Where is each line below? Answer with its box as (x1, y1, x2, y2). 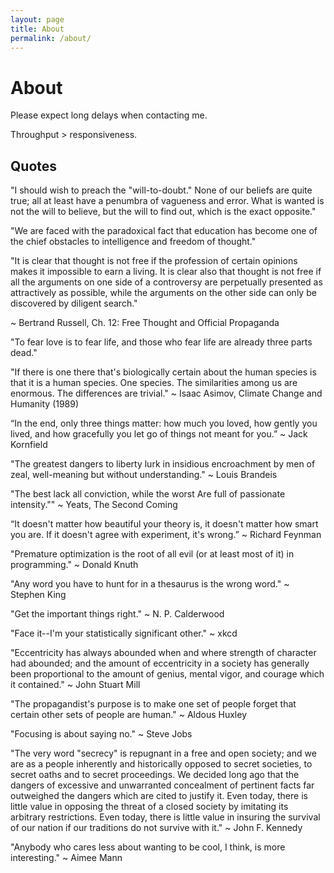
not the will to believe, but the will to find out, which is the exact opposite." (10, 206, 317, 218)
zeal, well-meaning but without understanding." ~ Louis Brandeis (10, 469, 278, 481)
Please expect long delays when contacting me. (10, 109, 208, 121)
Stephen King (10, 589, 67, 601)
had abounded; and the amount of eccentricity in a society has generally (10, 657, 310, 670)
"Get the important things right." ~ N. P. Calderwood (10, 608, 225, 620)
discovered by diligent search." (10, 297, 138, 310)
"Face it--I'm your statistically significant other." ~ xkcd (10, 627, 238, 640)
